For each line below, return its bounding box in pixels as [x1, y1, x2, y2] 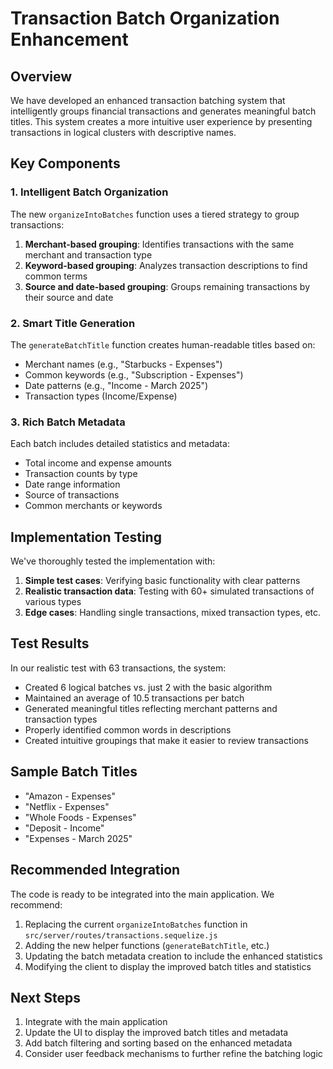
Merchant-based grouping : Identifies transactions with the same [24, 238, 295, 250]
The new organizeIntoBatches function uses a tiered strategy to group [10, 208, 300, 220]
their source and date [24, 291, 114, 303]
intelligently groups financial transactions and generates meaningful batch [10, 105, 317, 117]
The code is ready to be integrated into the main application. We [10, 888, 275, 900]
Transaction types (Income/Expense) [24, 390, 178, 402]
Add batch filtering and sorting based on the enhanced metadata [24, 1037, 293, 1049]
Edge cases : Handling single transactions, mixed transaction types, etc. [24, 607, 322, 619]
